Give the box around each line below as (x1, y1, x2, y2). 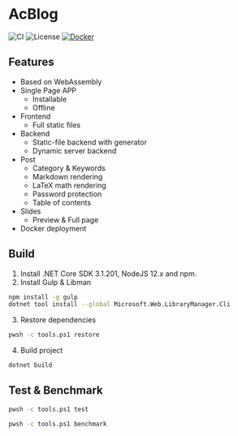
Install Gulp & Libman (19, 277, 92, 287)
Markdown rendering (32, 171, 103, 181)
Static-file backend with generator (32, 137, 148, 147)
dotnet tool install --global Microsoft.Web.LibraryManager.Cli (8, 300, 231, 309)
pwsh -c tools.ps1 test (8, 405, 89, 413)
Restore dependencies (19, 315, 96, 325)
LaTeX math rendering (32, 180, 107, 190)
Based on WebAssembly (19, 76, 102, 86)
